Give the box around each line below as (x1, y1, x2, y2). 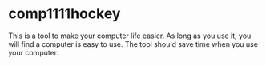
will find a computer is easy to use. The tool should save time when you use (8, 39, 259, 48)
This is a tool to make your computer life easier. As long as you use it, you (8, 31, 252, 40)
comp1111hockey (8, 5, 121, 23)
